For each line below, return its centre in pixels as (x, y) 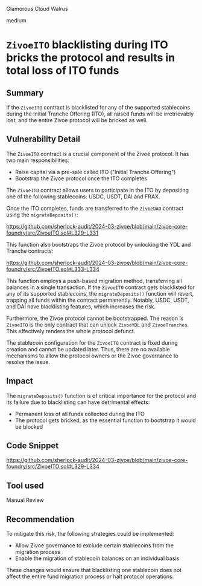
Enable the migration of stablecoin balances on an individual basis (97, 558)
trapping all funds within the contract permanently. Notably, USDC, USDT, (98, 300)
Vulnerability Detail (43, 139)
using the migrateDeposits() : (42, 215)
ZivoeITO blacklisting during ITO (87, 45)
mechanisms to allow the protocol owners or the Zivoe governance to (93, 356)
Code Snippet (33, 446)
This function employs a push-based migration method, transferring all (94, 281)
